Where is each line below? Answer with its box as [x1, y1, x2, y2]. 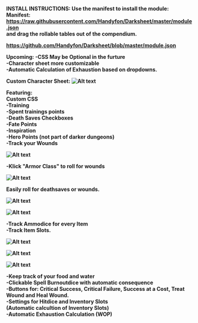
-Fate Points [6, 121, 37, 127]
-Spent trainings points [6, 108, 65, 115]
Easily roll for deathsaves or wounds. [6, 186, 100, 193]
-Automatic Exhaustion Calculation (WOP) [6, 311, 113, 318]
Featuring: [6, 89, 33, 96]
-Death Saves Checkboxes [6, 114, 74, 121]
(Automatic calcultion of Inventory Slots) [6, 305, 109, 311]
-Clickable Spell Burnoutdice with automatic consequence [6, 279, 153, 286]
